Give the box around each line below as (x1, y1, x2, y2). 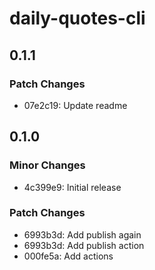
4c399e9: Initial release (23, 181, 122, 193)
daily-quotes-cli (9, 7, 146, 30)
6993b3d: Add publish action (23, 239, 145, 251)
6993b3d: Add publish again (23, 228, 142, 241)
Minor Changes (9, 158, 86, 172)
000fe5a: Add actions (23, 250, 114, 262)
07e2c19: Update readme (23, 99, 128, 111)
